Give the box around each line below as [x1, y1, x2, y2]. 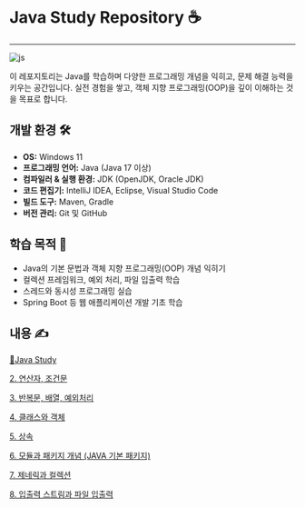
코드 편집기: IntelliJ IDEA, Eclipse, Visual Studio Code [22, 184, 219, 195]
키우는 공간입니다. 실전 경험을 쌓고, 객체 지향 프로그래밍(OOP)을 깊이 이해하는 [9, 82, 284, 93]
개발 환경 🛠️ [9, 123, 71, 138]
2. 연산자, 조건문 [9, 374, 68, 384]
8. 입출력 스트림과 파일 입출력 [9, 489, 113, 500]
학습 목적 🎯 [9, 237, 68, 253]
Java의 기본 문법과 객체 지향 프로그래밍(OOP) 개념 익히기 [22, 263, 226, 274]
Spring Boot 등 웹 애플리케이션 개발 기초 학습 [22, 296, 183, 307]
